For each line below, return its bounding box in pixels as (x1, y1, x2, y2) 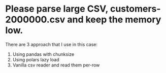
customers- (110, 3, 161, 15)
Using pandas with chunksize (12, 51, 75, 57)
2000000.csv (5, 14, 65, 25)
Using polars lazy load (12, 56, 59, 62)
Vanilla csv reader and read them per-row (12, 62, 100, 68)
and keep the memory (67, 14, 161, 25)
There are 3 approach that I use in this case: (5, 41, 98, 47)
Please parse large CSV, (5, 3, 108, 15)
